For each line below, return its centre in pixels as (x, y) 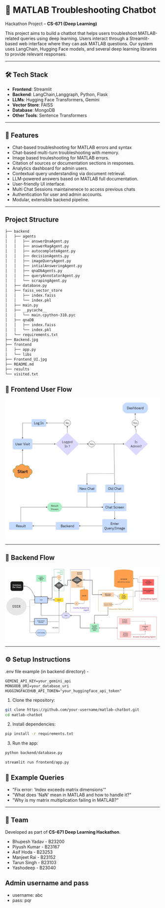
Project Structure (32, 219)
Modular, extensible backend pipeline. (51, 199)
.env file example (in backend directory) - (47, 671)
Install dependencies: (34, 724)
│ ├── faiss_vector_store (34, 291)
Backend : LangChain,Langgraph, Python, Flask (60, 94)
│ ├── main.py (22, 305)
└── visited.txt (22, 374)
